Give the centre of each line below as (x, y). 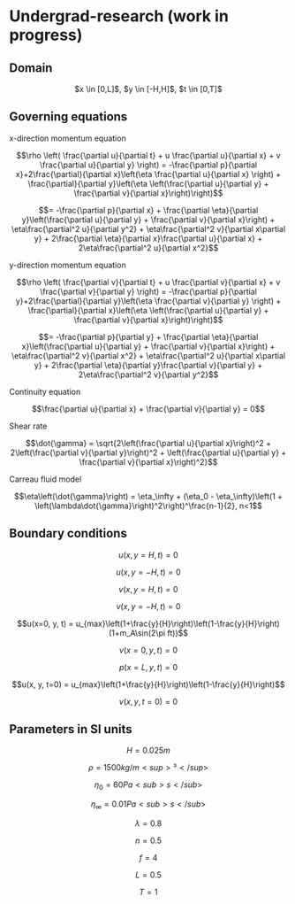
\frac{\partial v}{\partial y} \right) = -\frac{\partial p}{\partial (148, 291)
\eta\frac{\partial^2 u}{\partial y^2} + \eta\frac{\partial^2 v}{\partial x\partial (148, 228)
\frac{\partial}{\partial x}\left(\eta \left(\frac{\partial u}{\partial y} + (148, 310)
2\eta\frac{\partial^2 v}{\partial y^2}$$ (148, 375)
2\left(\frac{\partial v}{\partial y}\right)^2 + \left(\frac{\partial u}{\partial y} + (148, 452)
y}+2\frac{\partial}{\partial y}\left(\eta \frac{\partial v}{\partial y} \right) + (148, 301)
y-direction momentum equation (68, 265)
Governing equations (68, 117)
